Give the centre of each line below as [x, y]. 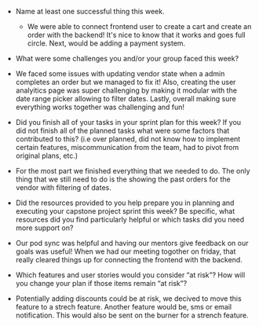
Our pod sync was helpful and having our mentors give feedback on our [132, 243]
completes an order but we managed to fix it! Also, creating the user [126, 82]
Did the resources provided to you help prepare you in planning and [125, 203]
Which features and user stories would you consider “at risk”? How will [130, 275]
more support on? [44, 228]
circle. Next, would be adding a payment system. [106, 43]
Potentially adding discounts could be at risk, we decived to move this [128, 299]
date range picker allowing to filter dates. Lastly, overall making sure [126, 99]
